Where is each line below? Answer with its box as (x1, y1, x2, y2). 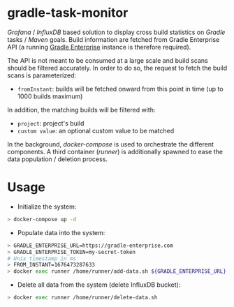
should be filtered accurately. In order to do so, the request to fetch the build (7, 63, 228, 72)
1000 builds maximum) (17, 92, 83, 100)
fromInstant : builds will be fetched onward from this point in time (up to (17, 84, 224, 93)
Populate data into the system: (17, 228, 105, 237)
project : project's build (17, 119, 85, 127)
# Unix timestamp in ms (7, 255, 77, 262)
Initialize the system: (17, 202, 77, 211)
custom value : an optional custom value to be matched (17, 126, 175, 135)
